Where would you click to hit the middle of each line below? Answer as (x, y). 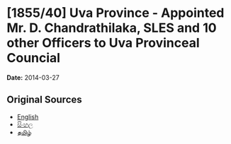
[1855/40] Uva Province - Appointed (115, 13)
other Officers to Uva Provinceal (103, 43)
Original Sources (44, 100)
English (28, 116)
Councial (34, 58)
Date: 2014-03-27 (33, 77)
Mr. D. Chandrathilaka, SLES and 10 (112, 28)
